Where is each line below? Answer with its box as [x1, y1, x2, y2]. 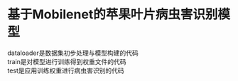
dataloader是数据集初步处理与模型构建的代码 [7, 49, 139, 57]
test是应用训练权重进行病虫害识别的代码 [7, 66, 124, 75]
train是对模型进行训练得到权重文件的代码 [7, 57, 126, 66]
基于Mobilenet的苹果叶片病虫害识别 [7, 6, 218, 23]
